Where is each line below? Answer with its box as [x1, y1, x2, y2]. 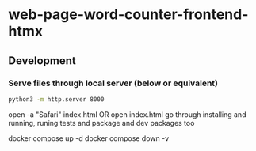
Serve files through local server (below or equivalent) [8, 77, 219, 89]
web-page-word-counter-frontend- [8, 6, 249, 24]
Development [8, 54, 77, 67]
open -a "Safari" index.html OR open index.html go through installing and [8, 109, 246, 119]
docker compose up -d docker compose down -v [8, 133, 170, 143]
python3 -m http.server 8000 [8, 95, 105, 104]
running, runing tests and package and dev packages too [8, 118, 195, 127]
